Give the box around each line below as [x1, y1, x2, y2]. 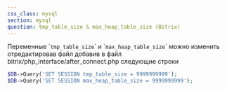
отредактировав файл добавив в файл [7, 50, 122, 58]
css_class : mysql [7, 10, 58, 17]
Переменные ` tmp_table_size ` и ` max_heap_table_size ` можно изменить [7, 43, 220, 51]
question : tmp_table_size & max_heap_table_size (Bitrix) [7, 23, 181, 30]
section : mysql [7, 17, 52, 24]
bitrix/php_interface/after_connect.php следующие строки [7, 57, 179, 66]
